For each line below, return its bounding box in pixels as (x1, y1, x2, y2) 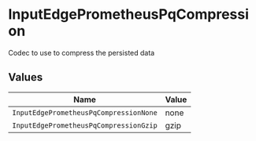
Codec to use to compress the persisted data (8, 48, 155, 57)
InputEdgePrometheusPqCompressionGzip (12, 121, 158, 130)
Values (8, 70, 43, 84)
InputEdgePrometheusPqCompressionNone (12, 108, 158, 117)
